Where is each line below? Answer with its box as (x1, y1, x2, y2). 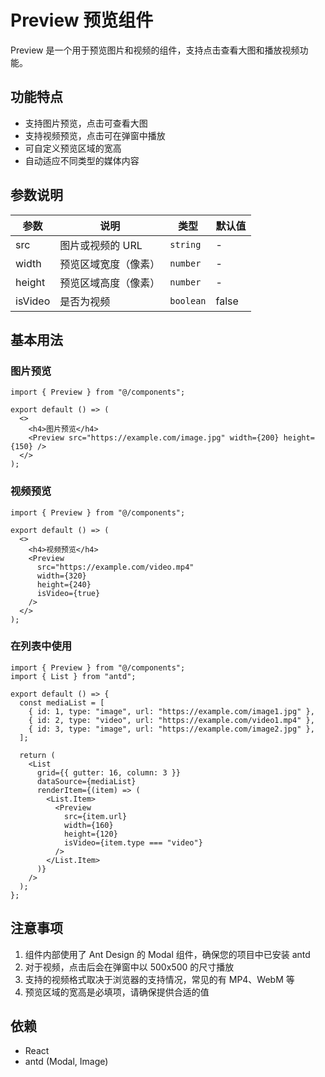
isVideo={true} (36, 588, 101, 598)
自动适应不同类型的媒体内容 (24, 154, 140, 166)
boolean (169, 295, 207, 306)
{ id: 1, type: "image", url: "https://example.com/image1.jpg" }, (28, 706, 315, 716)
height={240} (36, 579, 92, 590)
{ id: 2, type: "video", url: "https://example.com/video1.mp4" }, (28, 715, 315, 725)
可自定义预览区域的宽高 (24, 142, 122, 154)
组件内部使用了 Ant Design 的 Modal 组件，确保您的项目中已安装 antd (24, 948, 311, 960)
